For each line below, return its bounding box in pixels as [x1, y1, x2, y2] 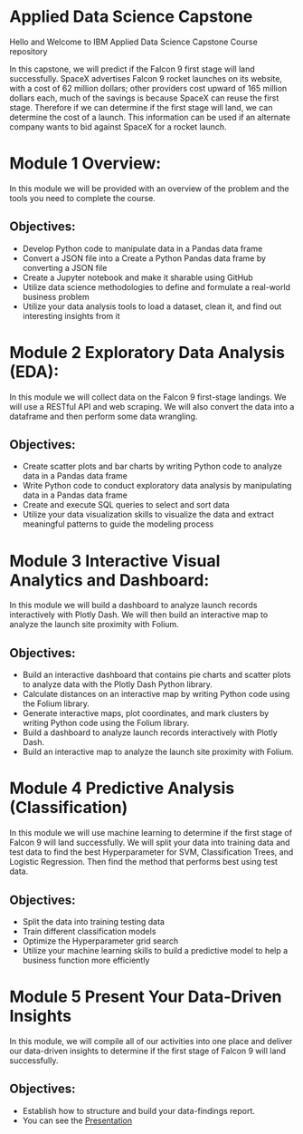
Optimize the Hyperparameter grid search [22, 935, 179, 946]
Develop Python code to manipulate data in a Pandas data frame [22, 243, 263, 254]
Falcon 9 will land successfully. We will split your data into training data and [9, 837, 291, 848]
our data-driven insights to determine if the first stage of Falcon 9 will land [9, 1045, 287, 1056]
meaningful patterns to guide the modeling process [22, 519, 214, 529]
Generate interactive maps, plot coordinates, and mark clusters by [22, 708, 270, 719]
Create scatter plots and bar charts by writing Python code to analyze [22, 460, 282, 472]
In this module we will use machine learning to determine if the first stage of [9, 828, 292, 838]
